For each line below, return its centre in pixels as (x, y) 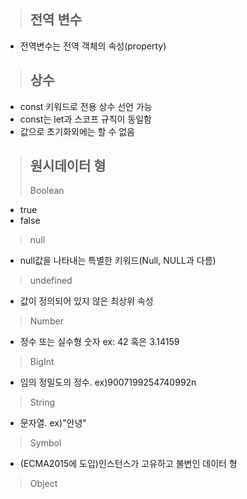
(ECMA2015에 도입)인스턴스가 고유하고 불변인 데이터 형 (128, 464)
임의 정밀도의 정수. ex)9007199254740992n (108, 382)
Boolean (47, 191)
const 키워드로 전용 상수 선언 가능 (86, 106)
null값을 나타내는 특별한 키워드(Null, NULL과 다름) (118, 261)
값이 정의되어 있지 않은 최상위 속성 (86, 301)
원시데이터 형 (68, 166)
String (42, 402)
